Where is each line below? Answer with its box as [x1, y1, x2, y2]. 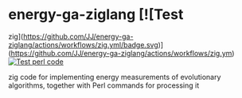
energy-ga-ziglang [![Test [8, 6, 184, 24]
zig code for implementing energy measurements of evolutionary [8, 72, 221, 81]
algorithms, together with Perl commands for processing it [8, 81, 200, 90]
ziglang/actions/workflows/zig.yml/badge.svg [8, 40, 158, 49]
